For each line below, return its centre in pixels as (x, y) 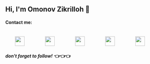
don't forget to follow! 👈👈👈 (38, 56)
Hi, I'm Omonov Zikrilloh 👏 (48, 9)
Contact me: (19, 22)
